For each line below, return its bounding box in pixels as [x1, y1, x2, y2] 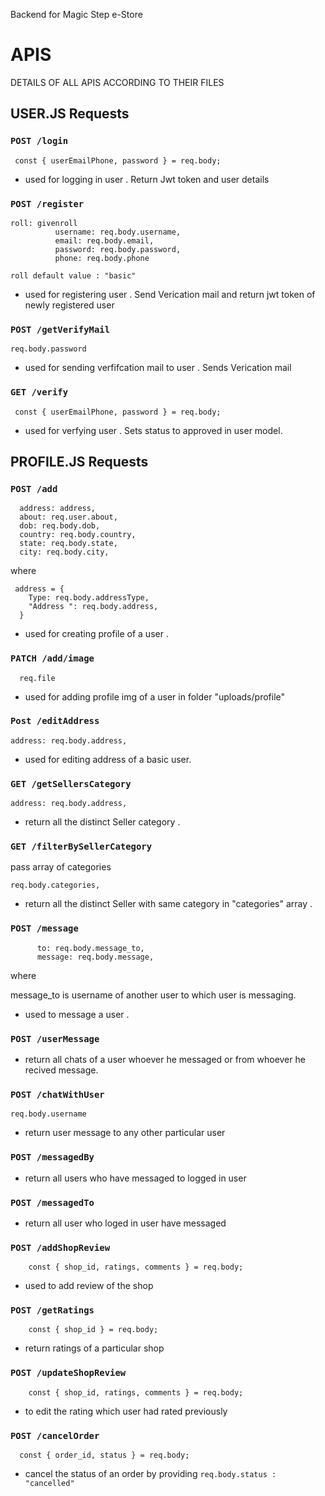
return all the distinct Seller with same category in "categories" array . [24, 898, 313, 910]
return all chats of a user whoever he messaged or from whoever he [24, 1053, 306, 1065]
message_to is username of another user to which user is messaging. [10, 989, 297, 1001]
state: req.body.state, [19, 539, 118, 549]
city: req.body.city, [19, 547, 110, 558]
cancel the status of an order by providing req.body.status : [24, 1468, 277, 1480]
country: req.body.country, [19, 530, 137, 540]
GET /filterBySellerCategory [10, 841, 153, 853]
